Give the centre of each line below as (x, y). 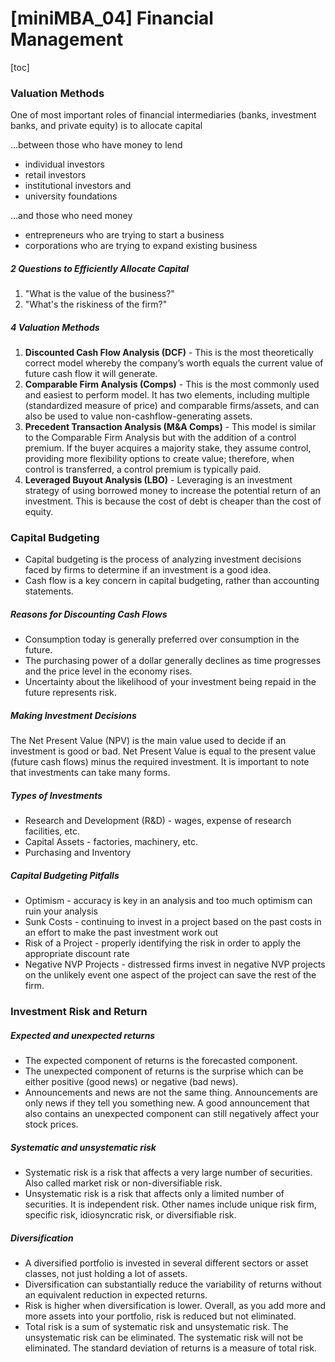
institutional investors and (78, 186)
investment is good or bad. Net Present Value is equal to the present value (163, 751)
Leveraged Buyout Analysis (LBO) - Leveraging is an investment (158, 480)
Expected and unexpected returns (83, 1035)
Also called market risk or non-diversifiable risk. (123, 1183)
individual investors (64, 164)
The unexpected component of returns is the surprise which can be (164, 1071)
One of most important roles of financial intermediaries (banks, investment (163, 115)
